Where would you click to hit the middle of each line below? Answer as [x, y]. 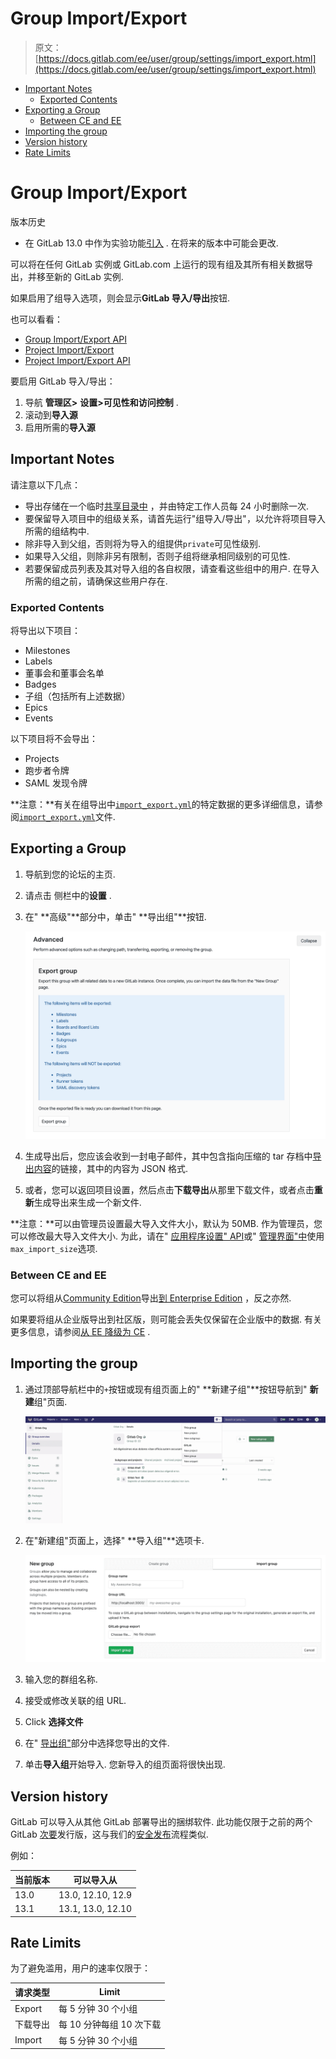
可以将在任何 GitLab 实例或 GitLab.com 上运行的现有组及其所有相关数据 [157, 264]
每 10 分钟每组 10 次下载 [110, 2024]
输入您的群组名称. [61, 1679]
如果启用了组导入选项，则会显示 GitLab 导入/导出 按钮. [120, 298]
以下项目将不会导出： [54, 738]
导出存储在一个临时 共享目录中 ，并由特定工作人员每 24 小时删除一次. [167, 506]
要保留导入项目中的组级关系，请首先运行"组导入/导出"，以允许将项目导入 [175, 518]
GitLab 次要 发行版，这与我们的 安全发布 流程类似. [109, 1834]
